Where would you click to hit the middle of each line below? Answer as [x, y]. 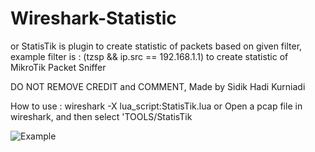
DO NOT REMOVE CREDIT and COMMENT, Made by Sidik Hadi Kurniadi [158, 86]
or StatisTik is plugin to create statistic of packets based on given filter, [156, 46]
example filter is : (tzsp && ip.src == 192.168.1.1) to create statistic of [149, 56]
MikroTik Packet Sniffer [58, 67]
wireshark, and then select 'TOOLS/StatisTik [101, 116]
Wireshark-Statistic [93, 18]
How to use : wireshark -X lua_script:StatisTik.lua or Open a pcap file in [156, 106]
